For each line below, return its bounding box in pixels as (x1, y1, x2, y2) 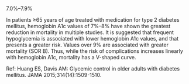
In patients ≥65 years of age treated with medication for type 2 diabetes (6, 16, 180, 23)
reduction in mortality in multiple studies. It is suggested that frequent (6, 29, 174, 36)
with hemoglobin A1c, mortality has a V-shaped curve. (6, 54, 136, 61)
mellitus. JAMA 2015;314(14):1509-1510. (6, 72, 102, 78)
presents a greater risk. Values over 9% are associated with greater (6, 41, 169, 48)
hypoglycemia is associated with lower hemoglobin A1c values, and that (6, 35, 179, 42)
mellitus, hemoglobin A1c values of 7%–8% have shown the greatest (6, 23, 171, 29)
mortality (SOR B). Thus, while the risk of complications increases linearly (6, 48, 183, 55)
